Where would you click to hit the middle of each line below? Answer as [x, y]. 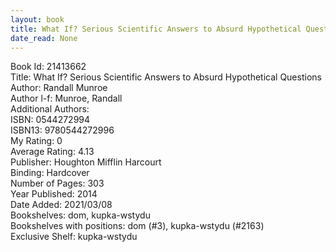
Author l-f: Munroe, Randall [66, 98]
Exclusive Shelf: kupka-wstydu [74, 237]
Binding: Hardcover [50, 173]
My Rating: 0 [36, 141]
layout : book [37, 19]
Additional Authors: [50, 109]
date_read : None [44, 38]
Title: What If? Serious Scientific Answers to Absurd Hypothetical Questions [166, 77]
